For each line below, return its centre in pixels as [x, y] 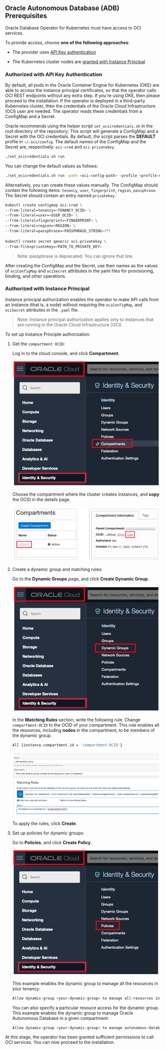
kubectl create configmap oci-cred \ [44, 205]
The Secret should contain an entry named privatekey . [61, 195]
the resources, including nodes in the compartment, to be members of [83, 730]
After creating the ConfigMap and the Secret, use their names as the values [82, 265]
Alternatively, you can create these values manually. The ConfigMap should [82, 185]
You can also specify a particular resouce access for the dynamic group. [86, 1008]
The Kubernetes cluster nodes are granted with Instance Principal [79, 62]
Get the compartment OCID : [39, 344]
